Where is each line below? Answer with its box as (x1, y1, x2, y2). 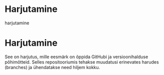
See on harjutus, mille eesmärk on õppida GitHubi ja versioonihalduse (5, 54, 148, 60)
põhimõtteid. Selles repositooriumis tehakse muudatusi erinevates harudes (5, 59, 159, 65)
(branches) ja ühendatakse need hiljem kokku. (5, 64, 100, 70)
